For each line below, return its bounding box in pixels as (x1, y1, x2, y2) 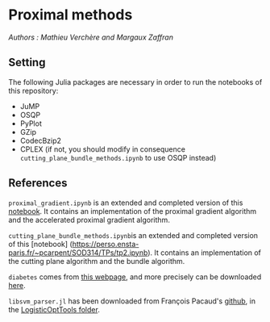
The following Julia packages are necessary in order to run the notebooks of (8, 77, 263, 86)
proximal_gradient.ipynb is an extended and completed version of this (8, 198, 243, 207)
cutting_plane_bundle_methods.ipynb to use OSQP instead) (19, 153, 217, 162)
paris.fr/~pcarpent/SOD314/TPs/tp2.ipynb (8, 248, 148, 257)
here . (8, 280, 26, 290)
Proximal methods (8, 6, 133, 24)
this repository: (8, 86, 59, 95)
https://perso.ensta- (72, 239, 139, 249)
